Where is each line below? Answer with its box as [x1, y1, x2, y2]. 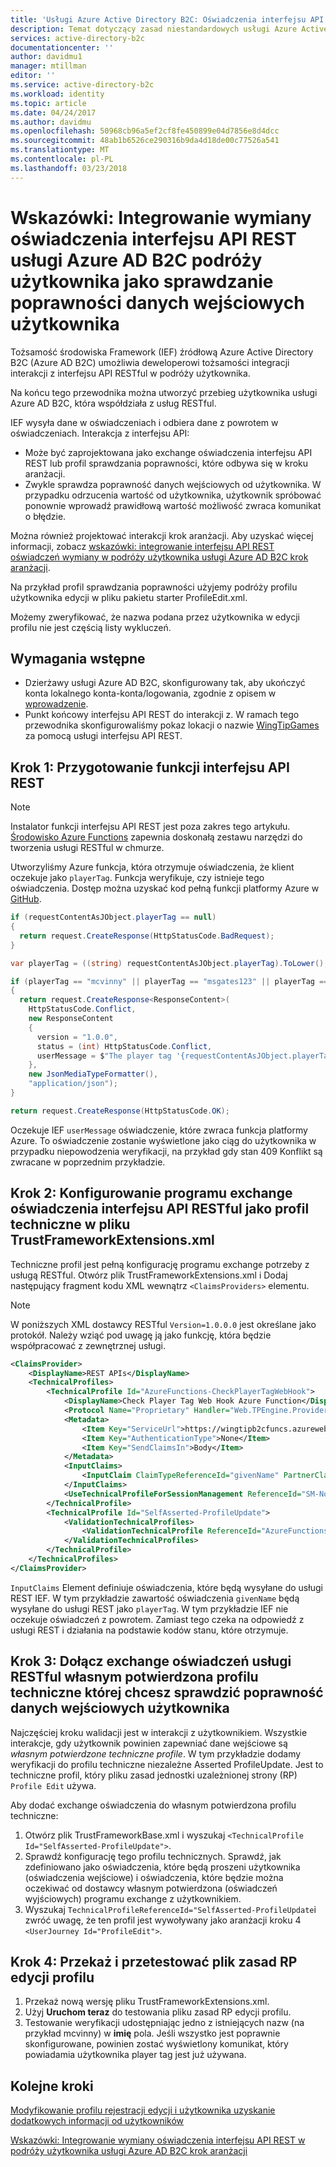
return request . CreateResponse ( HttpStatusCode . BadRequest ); [19, 931, 275, 941]
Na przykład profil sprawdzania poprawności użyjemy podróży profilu [10, 581, 298, 593]
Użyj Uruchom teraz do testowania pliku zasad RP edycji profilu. [24, 2006, 292, 2018]
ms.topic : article [10, 98, 87, 108]
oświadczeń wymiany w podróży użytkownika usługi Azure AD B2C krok [10, 551, 309, 563]
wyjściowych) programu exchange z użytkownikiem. [24, 1892, 242, 1905]
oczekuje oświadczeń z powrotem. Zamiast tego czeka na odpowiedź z [10, 1613, 305, 1625]
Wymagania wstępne [10, 650, 146, 667]
